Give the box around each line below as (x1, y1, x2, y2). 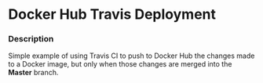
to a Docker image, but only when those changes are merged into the (8, 60, 232, 69)
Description (8, 34, 54, 45)
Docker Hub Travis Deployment (8, 5, 216, 23)
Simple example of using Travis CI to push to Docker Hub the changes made (8, 51, 255, 60)
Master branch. (8, 68, 59, 78)
